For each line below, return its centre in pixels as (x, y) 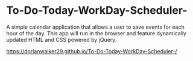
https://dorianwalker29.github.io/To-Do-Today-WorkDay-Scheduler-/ (92, 51)
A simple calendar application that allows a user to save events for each (96, 27)
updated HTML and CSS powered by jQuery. (62, 39)
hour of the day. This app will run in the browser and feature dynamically (96, 33)
